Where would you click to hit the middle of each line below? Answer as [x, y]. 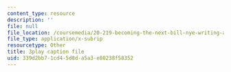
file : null [23, 26]
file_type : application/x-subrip [55, 39]
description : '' [30, 20]
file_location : [29, 33]
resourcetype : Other [37, 45]
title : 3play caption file [46, 52]
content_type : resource [41, 13]
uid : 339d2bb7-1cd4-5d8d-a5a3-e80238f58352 [70, 58]
